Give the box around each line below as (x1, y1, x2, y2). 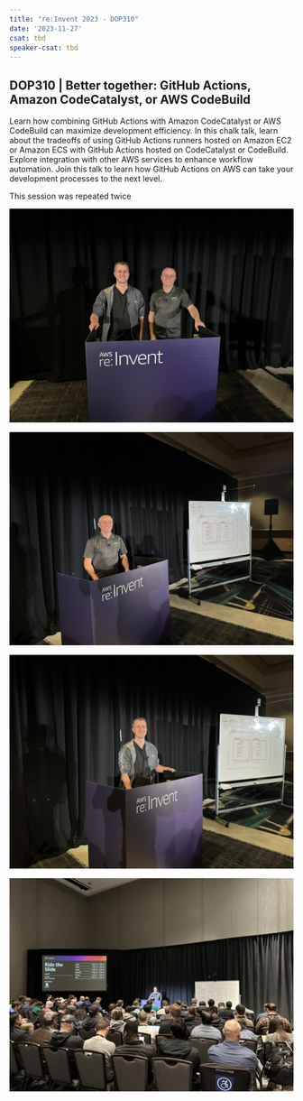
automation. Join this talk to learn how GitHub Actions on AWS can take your (9, 163, 294, 175)
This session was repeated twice (9, 190, 132, 202)
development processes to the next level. (9, 173, 162, 184)
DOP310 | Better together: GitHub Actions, (9, 78, 252, 93)
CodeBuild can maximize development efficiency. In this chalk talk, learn (9, 125, 279, 136)
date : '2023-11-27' (9, 23, 83, 33)
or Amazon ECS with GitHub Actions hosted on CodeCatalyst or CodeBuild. (9, 144, 289, 155)
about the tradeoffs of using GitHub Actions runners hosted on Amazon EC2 (9, 135, 292, 146)
